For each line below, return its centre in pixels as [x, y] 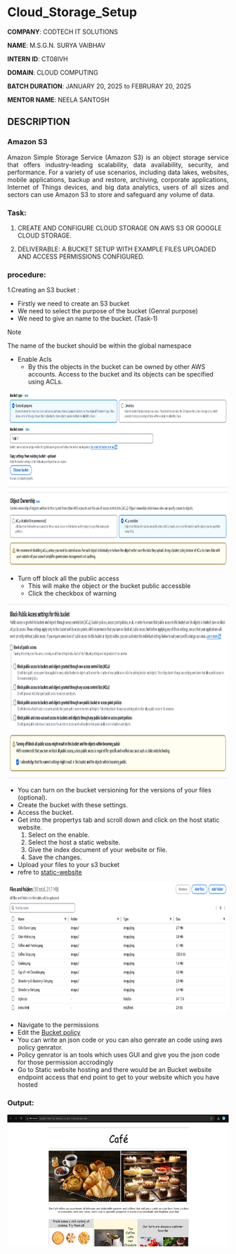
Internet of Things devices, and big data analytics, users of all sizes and [118, 187]
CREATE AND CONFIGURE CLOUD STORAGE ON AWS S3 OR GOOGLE [120, 228]
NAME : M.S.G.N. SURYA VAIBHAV [56, 45]
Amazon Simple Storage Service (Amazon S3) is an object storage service [118, 157]
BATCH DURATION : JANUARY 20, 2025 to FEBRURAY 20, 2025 [99, 86]
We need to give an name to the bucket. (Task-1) [87, 319]
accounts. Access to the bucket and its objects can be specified [121, 374]
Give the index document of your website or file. [98, 850]
